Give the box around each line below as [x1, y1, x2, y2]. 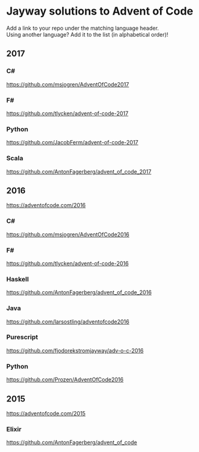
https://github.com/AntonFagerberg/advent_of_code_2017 [6, 168, 152, 175]
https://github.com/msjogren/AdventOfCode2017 [6, 80, 130, 88]
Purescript [6, 333, 38, 342]
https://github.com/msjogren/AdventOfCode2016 [6, 230, 130, 238]
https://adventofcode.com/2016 [6, 202, 86, 209]
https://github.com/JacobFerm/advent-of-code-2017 [6, 139, 139, 146]
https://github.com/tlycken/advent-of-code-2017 [6, 110, 129, 117]
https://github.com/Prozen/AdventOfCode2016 [6, 376, 124, 383]
